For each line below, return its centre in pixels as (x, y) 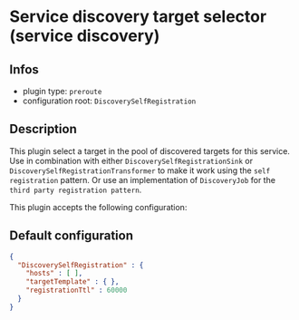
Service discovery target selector (138, 17)
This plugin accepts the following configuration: (98, 207)
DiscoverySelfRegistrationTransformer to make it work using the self (140, 170)
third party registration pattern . (76, 189)
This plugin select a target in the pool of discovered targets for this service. (149, 150)
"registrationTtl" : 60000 (77, 291)
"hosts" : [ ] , (54, 274)
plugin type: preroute (62, 91)
